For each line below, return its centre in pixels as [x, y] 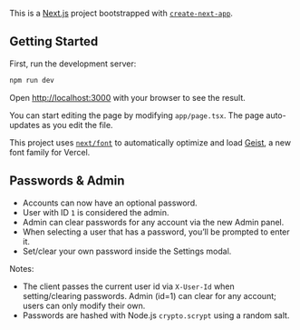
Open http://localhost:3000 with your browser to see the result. [128, 97]
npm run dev [32, 80]
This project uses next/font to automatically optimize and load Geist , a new [150, 142]
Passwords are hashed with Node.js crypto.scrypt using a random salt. [156, 315]
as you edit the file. [77, 125]
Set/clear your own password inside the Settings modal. [127, 251]
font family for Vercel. [50, 152]
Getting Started [54, 41]
